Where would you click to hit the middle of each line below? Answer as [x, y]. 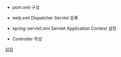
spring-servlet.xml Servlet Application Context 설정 [64, 28]
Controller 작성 [27, 39]
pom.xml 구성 [26, 7]
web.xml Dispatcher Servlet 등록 [45, 18]
